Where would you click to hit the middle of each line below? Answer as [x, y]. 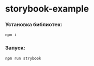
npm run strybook [23, 58]
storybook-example [47, 9]
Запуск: [15, 48]
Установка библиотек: [34, 25]
